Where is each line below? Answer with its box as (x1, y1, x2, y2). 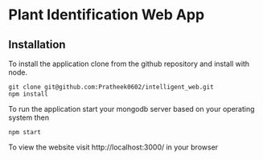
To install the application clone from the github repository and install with (8, 59, 250, 68)
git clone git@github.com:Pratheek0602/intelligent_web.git (8, 83, 215, 91)
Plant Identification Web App (8, 6, 205, 24)
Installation (8, 38, 66, 51)
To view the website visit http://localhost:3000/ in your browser (8, 142, 219, 152)
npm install (8, 90, 48, 98)
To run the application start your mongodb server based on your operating (8, 105, 255, 113)
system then (8, 113, 50, 122)
